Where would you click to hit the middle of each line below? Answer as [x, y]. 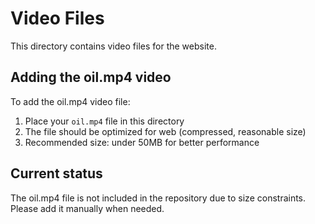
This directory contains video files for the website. [113, 46]
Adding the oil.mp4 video [91, 77]
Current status [56, 173]
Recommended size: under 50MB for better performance [142, 142]
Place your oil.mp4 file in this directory [104, 121]
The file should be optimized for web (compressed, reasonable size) [165, 131]
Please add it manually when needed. [87, 208]
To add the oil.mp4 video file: [70, 101]
